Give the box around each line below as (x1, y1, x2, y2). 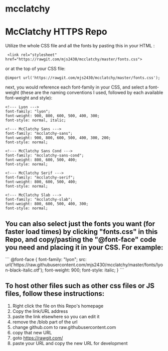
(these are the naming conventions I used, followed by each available (20, 90, 163, 96)
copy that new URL (12, 329, 52, 335)
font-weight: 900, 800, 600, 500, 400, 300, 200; (5, 135, 111, 141)
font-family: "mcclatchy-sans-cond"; (5, 153, 84, 158)
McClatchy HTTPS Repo (5, 26, 107, 38)
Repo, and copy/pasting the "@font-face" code (5, 235, 156, 244)
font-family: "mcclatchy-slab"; (5, 197, 73, 202)
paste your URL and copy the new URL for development (12, 340, 128, 346)
